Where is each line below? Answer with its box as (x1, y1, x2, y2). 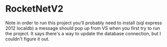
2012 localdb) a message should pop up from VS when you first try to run (5, 25, 160, 31)
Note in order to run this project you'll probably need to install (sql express (5, 20, 162, 26)
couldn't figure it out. (5, 36, 50, 42)
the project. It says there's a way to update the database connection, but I (5, 30, 161, 36)
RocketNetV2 (5, 3, 64, 15)
